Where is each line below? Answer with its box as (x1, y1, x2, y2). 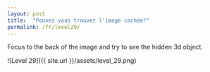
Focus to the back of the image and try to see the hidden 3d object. (7, 43, 203, 52)
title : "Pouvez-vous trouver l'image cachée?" (7, 17, 150, 24)
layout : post (7, 10, 46, 18)
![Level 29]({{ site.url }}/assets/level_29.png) (7, 56, 137, 65)
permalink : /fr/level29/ (7, 23, 80, 30)
